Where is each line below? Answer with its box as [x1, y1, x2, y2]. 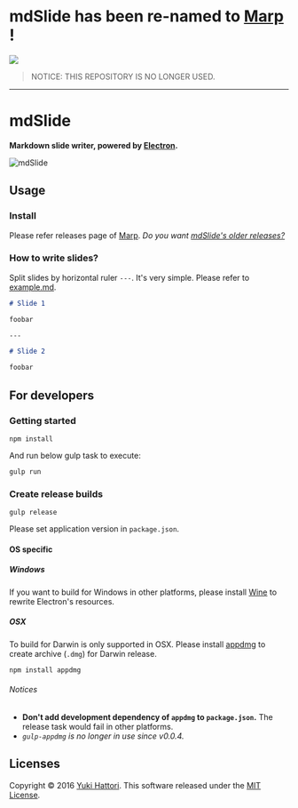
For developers [9, 388, 95, 403]
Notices [9, 684, 38, 695]
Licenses [9, 756, 60, 772]
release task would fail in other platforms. [21, 721, 174, 732]
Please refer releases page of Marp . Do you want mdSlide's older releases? [9, 229, 286, 241]
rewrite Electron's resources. [9, 596, 115, 606]
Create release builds [9, 487, 104, 500]
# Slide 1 [9, 299, 46, 308]
